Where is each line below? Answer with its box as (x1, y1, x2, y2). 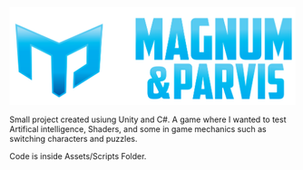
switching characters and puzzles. (9, 134, 138, 145)
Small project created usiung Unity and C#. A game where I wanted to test (9, 114, 287, 125)
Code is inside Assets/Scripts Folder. (9, 151, 147, 162)
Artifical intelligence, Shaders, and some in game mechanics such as (9, 124, 267, 135)
